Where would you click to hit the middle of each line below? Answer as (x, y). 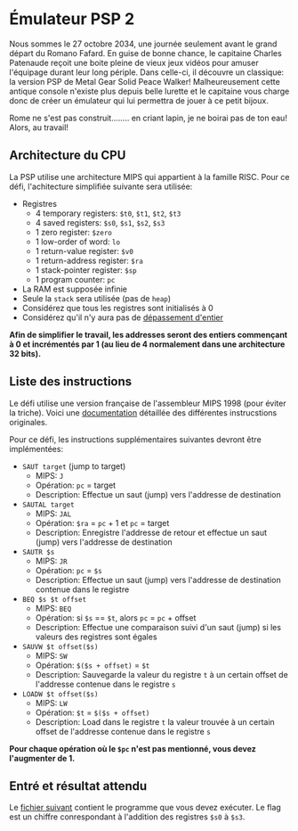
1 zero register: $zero (74, 232)
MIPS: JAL (53, 514)
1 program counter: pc (75, 279)
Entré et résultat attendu (78, 786)
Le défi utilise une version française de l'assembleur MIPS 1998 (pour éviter (148, 403)
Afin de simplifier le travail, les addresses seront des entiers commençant (148, 334)
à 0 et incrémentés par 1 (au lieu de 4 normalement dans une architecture (147, 344)
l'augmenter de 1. (42, 758)
